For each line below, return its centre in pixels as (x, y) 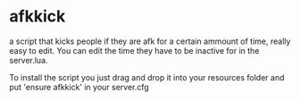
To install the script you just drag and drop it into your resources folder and (147, 77)
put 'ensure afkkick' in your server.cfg (79, 87)
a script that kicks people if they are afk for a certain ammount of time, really (150, 41)
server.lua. (29, 60)
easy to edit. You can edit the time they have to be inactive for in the (134, 50)
